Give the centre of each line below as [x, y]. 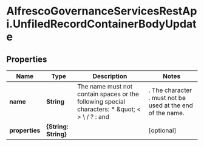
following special [101, 101]
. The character [170, 90]
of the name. [166, 113]
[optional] [162, 130]
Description [110, 76]
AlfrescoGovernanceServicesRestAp [102, 11]
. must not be [167, 98]
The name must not [104, 86]
